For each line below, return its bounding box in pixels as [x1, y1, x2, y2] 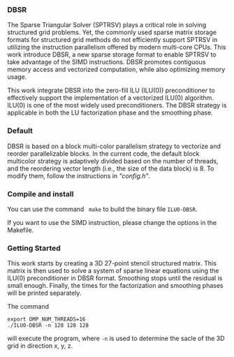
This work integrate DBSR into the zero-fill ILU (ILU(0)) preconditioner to [7, 86, 215, 95]
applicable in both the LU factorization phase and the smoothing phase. [7, 108, 213, 117]
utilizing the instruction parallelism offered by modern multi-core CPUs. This [7, 43, 226, 52]
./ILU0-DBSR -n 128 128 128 [7, 322, 89, 329]
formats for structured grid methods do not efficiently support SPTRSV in [7, 36, 218, 44]
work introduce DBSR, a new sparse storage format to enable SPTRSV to [7, 50, 217, 59]
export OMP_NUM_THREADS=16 [7, 316, 86, 323]
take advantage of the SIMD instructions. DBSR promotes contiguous [7, 58, 206, 66]
